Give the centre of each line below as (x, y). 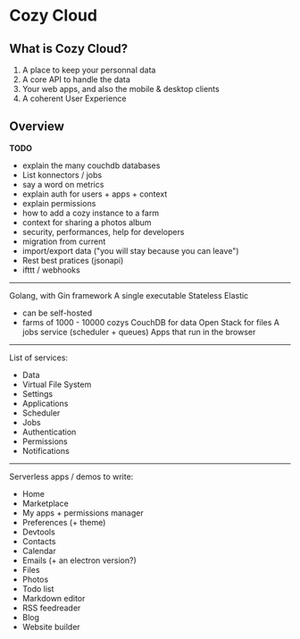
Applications (45, 403)
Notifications (46, 450)
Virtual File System (57, 384)
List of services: (39, 357)
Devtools (38, 532)
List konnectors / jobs (62, 174)
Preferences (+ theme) (64, 522)
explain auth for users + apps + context (95, 194)
